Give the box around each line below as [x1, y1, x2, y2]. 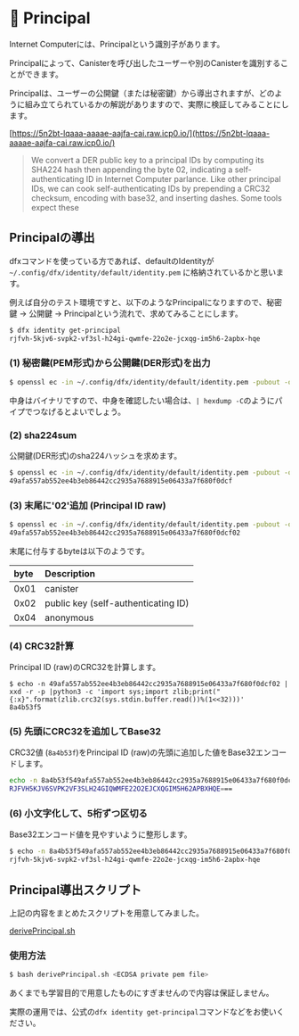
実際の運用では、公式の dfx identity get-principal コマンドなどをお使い [9, 1007, 278, 1017]
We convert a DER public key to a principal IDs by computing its [30, 154, 264, 165]
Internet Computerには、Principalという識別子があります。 [9, 38, 225, 49]
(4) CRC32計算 [9, 640, 74, 652]
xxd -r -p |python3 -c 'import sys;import [9, 687, 169, 697]
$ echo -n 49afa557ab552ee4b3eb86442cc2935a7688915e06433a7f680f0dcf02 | [9, 680, 289, 689]
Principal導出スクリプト [9, 883, 142, 898]
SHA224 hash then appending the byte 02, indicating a [30, 164, 233, 175]
